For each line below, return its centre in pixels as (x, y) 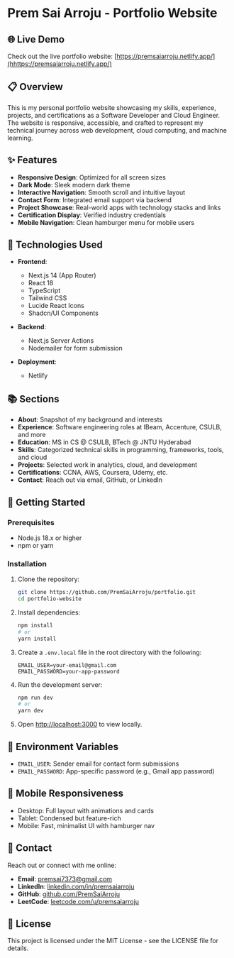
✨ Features (32, 160)
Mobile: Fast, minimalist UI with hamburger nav (86, 825)
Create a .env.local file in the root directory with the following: (110, 652)
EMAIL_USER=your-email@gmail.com (67, 665)
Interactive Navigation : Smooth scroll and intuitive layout (101, 192)
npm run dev (35, 698)
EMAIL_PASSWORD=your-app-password (68, 671)
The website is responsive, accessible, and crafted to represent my (105, 123)
